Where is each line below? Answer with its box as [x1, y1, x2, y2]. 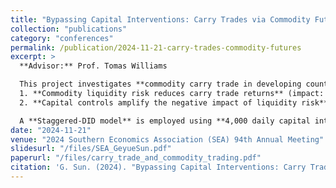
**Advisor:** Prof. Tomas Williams [19, 61, 168, 71]
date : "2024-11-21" [10, 125, 92, 135]
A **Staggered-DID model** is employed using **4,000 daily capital [19, 116, 311, 126]
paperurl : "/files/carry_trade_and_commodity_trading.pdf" [10, 153, 262, 163]
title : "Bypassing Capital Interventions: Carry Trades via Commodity [10, 14, 311, 25]
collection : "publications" [10, 24, 128, 34]
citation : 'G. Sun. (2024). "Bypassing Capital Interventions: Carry [10, 162, 307, 173]
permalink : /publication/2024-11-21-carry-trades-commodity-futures [10, 42, 302, 53]
